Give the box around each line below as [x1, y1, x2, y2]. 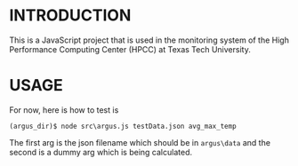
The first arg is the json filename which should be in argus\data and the [9, 137, 271, 147]
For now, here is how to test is [9, 104, 119, 115]
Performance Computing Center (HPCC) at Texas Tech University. [9, 43, 251, 54]
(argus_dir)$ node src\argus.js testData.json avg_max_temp [9, 122, 238, 130]
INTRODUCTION [9, 5, 132, 26]
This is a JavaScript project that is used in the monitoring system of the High [9, 35, 289, 45]
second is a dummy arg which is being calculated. [9, 146, 193, 157]
